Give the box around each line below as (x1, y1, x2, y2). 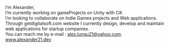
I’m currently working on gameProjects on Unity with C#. (5, 10, 123, 16)
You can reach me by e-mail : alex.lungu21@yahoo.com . (5, 31, 122, 37)
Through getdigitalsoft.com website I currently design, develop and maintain (5, 20, 164, 26)
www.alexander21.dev (5, 36, 52, 42)
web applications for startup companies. (5, 26, 90, 32)
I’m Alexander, (5, 5, 35, 10)
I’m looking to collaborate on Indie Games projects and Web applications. (5, 15, 158, 21)
